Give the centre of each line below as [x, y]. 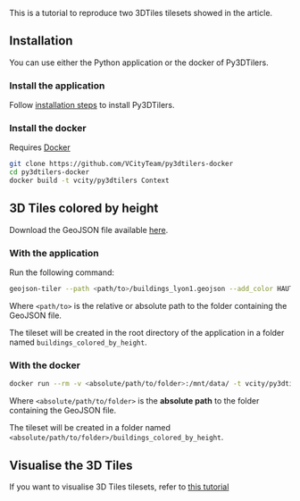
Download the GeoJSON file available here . [89, 230]
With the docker [45, 365]
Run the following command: [62, 272]
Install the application [57, 86]
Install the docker [48, 129]
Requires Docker [40, 147]
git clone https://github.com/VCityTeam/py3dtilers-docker [121, 164]
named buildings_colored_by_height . [78, 342]
